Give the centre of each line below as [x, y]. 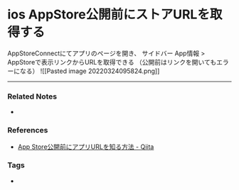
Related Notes [32, 96]
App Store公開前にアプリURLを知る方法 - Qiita [86, 147]
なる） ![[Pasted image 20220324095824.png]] [90, 71]
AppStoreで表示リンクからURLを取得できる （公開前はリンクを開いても [112, 62]
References [28, 130]
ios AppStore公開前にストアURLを [108, 15]
